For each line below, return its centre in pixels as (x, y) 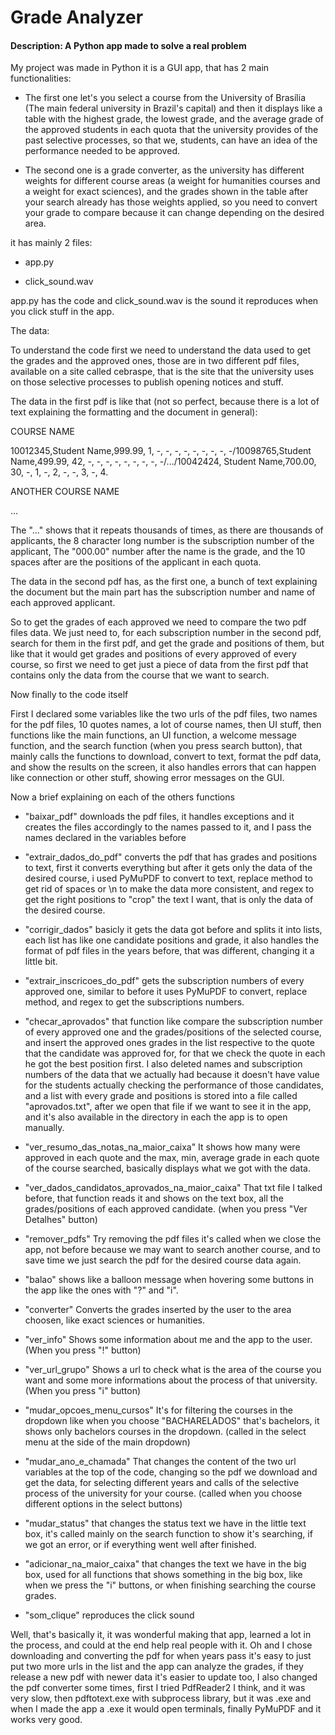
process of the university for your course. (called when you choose (163, 1493)
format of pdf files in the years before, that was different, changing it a (169, 951)
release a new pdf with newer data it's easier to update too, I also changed (164, 1677)
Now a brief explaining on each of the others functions (122, 797)
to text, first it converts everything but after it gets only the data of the (168, 868)
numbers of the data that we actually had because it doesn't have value (172, 1075)
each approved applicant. (63, 603)
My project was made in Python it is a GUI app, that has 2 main (140, 68)
